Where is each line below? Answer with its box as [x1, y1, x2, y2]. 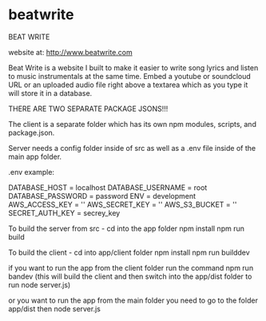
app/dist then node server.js [8, 303, 101, 313]
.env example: [8, 167, 54, 176]
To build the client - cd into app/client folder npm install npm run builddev [8, 248, 250, 257]
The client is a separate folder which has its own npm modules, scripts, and [8, 119, 257, 129]
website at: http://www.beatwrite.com [8, 47, 133, 57]
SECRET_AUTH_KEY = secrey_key [8, 208, 121, 217]
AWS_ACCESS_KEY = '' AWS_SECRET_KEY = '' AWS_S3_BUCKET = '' [8, 200, 237, 209]
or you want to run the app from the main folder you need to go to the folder [8, 295, 258, 305]
